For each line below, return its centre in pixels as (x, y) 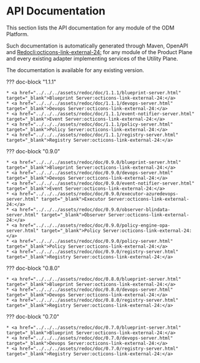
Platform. (17, 34)
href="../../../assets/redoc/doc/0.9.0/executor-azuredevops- (99, 194)
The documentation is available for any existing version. (75, 70)
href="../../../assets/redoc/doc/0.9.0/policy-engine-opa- (95, 225)
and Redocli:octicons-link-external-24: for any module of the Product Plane (99, 52)
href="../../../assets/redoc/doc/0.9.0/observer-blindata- (95, 209)
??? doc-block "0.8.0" (33, 268)
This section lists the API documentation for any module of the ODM (90, 28)
